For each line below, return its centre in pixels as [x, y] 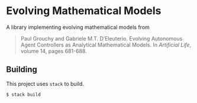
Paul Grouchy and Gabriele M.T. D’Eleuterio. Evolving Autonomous [101, 38]
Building [22, 70]
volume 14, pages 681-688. [54, 51]
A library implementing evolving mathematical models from [78, 27]
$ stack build [24, 94]
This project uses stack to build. [45, 84]
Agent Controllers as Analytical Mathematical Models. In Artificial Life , [106, 45]
